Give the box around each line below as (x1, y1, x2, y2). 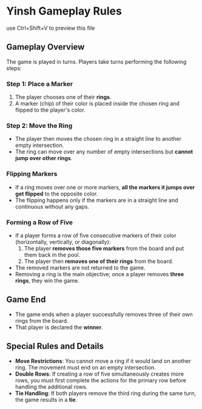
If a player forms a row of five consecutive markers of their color (15, 232, 177, 239)
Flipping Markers (6, 170, 58, 178)
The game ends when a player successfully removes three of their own (15, 311, 193, 318)
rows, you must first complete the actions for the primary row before (15, 376, 187, 384)
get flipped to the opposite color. (15, 190, 98, 197)
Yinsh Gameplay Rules (6, 4, 123, 18)
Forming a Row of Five (6, 218, 73, 226)
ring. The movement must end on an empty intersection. (15, 363, 156, 371)
